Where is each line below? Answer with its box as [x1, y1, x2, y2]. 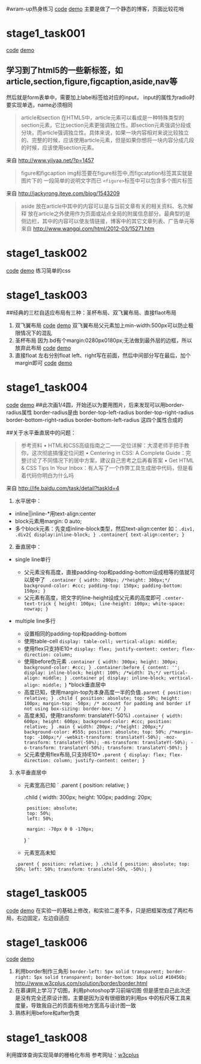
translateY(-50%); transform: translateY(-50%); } [59, 745, 188, 751]
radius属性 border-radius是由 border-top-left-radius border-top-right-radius [6, 409, 194, 416]
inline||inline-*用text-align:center [14, 509, 97, 517]
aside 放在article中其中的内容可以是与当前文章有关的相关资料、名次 [20, 202, 188, 209]
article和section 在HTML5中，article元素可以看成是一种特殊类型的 [20, 113, 184, 121]
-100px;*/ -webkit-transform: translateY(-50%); [37, 734, 161, 740]
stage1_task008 [6, 1031, 88, 1044]
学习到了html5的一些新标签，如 [6, 65, 123, 76]
